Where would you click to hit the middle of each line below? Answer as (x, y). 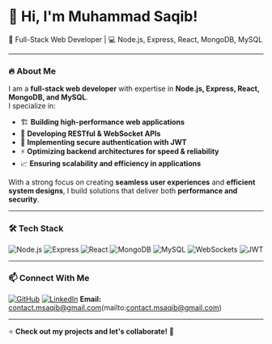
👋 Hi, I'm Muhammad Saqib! (103, 17)
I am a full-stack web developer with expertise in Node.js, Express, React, (134, 89)
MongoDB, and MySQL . (49, 97)
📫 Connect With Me (49, 278)
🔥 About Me (32, 70)
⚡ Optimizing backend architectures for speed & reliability (120, 151)
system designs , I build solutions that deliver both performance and (123, 191)
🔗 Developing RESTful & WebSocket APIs (90, 134)
